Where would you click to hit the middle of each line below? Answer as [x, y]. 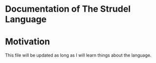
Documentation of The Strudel [68, 9]
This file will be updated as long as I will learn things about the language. [78, 55]
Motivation [28, 42]
